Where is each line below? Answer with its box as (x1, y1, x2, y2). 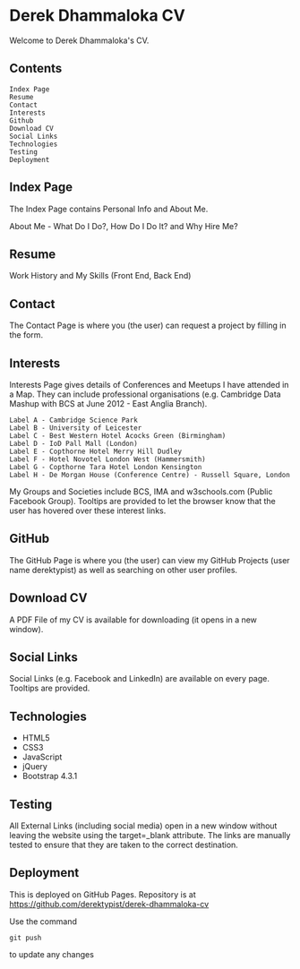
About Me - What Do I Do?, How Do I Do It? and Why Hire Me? (9, 220, 239, 231)
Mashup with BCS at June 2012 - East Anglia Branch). (9, 399, 208, 408)
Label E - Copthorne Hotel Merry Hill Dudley (9, 447, 182, 456)
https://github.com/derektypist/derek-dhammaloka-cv (9, 898, 210, 909)
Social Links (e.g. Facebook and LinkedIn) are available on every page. (9, 673, 270, 684)
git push (9, 933, 42, 942)
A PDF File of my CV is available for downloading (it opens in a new (9, 614, 258, 625)
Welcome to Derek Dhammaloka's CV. (9, 35, 150, 46)
